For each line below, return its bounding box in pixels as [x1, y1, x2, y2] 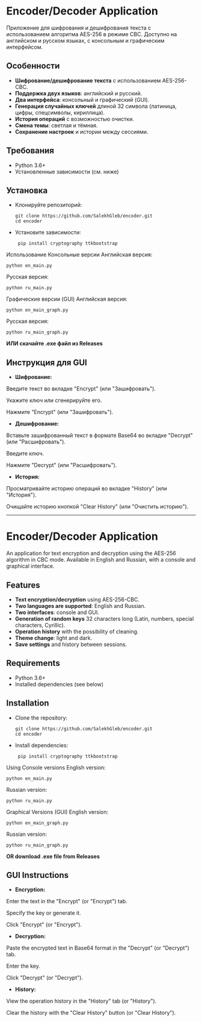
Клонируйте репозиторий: [14, 201, 82, 208]
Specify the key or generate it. [6, 909, 81, 917]
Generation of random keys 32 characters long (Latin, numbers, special [14, 615, 194, 622]
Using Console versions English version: [6, 763, 106, 771]
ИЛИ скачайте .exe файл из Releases [6, 340, 103, 347]
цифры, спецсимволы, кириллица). [14, 108, 105, 116]
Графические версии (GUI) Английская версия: [6, 295, 128, 303]
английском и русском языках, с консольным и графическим [6, 37, 165, 44]
